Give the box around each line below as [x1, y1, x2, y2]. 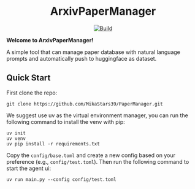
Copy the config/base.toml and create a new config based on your [6, 152, 176, 159]
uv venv [6, 135, 26, 142]
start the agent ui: [6, 164, 51, 172]
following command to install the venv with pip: [6, 118, 126, 125]
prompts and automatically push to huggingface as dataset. [6, 55, 157, 62]
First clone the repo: [6, 89, 58, 96]
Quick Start [6, 72, 51, 83]
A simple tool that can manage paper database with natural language [6, 48, 181, 56]
